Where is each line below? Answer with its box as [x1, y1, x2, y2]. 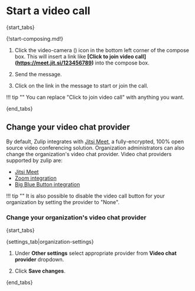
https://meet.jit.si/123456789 [17, 59, 92, 66]
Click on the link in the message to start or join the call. [14, 82, 149, 89]
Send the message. [14, 70, 62, 77]
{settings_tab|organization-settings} [6, 238, 94, 245]
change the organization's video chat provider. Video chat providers [6, 150, 172, 157]
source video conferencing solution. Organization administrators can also [6, 144, 185, 151]
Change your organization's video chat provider [6, 213, 147, 221]
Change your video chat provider [6, 122, 130, 132]
